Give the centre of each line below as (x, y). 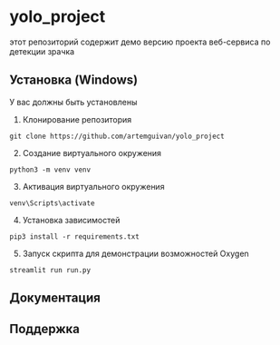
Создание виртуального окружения (92, 153)
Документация (55, 298)
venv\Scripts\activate (52, 203)
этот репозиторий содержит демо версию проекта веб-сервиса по (140, 42)
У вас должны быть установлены (73, 102)
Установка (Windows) (74, 80)
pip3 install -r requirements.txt (75, 237)
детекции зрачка (42, 51)
